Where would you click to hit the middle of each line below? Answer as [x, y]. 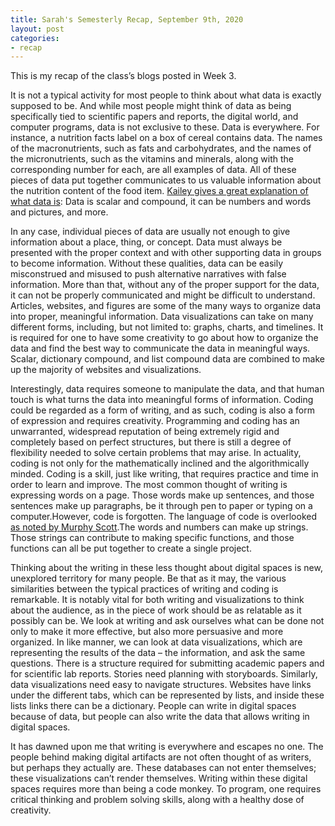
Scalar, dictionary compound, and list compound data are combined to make [167, 359]
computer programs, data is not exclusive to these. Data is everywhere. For [165, 127]
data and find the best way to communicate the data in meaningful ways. [160, 348]
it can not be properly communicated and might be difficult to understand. [163, 295]
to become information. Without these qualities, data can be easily [147, 263]
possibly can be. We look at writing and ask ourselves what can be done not [167, 621]
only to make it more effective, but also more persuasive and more [147, 632]
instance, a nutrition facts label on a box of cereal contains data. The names [166, 138]
